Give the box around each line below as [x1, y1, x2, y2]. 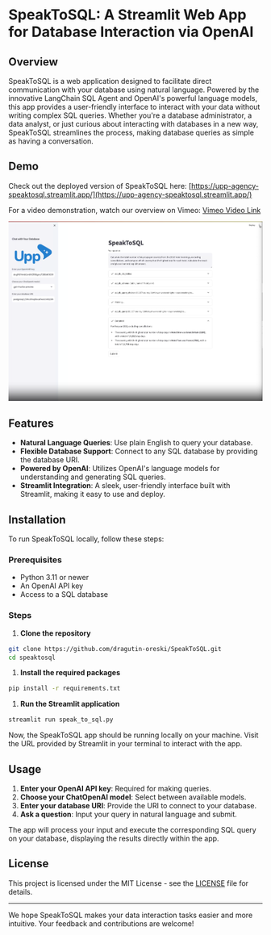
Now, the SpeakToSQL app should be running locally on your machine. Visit [8, 730, 259, 740]
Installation [8, 512, 66, 526]
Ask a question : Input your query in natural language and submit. [19, 809, 238, 820]
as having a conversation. [8, 136, 94, 146]
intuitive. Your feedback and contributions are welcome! [8, 918, 194, 929]
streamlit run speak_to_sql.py [8, 716, 114, 724]
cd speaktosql [8, 653, 56, 662]
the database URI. [19, 455, 80, 465]
